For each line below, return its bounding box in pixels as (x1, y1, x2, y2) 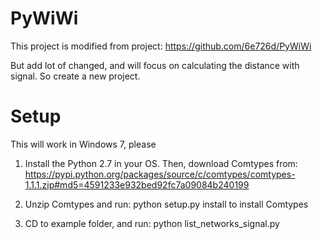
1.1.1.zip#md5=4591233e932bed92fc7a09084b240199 (24, 178, 250, 191)
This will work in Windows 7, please (10, 138, 157, 150)
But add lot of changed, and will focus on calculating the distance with (10, 59, 300, 71)
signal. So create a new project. (10, 70, 141, 82)
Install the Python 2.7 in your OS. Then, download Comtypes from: (24, 157, 298, 169)
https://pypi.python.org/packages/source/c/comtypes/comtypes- (24, 168, 296, 180)
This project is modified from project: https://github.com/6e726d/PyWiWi (10, 40, 312, 52)
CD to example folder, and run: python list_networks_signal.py (24, 217, 280, 229)
